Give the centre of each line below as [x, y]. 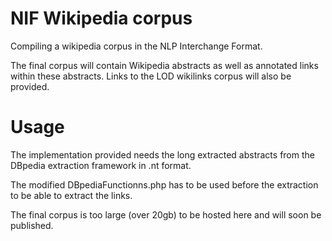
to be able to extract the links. [71, 195]
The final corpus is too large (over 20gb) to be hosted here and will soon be [166, 214]
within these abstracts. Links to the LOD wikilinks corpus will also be [151, 76]
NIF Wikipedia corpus [101, 18]
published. [32, 225]
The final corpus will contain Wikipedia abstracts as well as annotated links [164, 65]
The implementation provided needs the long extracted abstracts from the [162, 154]
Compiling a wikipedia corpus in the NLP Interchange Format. [136, 46]
